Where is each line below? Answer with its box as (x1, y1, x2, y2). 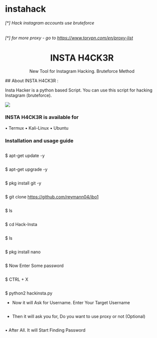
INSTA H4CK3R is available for (5, 114, 79, 121)
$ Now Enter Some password (5, 263, 64, 269)
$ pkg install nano (5, 248, 41, 255)
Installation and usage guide (5, 137, 74, 144)
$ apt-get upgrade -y (5, 166, 48, 172)
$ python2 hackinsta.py (5, 290, 53, 296)
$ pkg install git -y (5, 180, 41, 186)
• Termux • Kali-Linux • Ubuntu (5, 125, 69, 131)
